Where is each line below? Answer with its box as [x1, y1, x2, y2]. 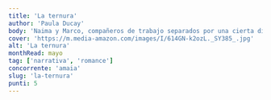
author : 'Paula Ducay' [8, 19, 85, 27]
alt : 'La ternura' [8, 42, 70, 50]
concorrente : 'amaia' [8, 65, 81, 73]
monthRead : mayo [8, 49, 63, 57]
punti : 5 [8, 79, 38, 87]
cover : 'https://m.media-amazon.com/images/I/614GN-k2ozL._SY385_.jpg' [8, 34, 254, 43]
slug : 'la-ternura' [8, 72, 74, 80]
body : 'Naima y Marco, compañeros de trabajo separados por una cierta [8, 27, 254, 35]
